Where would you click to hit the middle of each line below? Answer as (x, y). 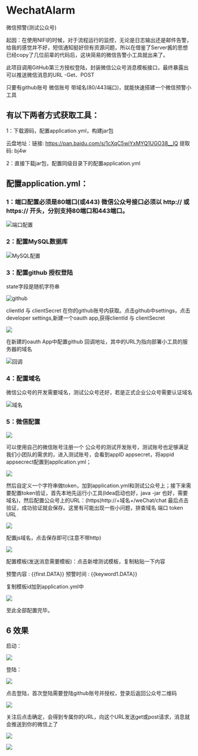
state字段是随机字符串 (33, 287)
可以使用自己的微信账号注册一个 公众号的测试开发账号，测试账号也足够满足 (98, 447)
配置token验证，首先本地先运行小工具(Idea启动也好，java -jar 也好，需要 (99, 493)
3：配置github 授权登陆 (40, 272)
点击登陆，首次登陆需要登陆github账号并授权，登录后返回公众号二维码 (92, 693)
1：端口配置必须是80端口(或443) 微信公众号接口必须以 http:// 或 (98, 202)
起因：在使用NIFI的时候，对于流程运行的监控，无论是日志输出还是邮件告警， (99, 40)
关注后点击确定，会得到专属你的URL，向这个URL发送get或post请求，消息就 (98, 717)
